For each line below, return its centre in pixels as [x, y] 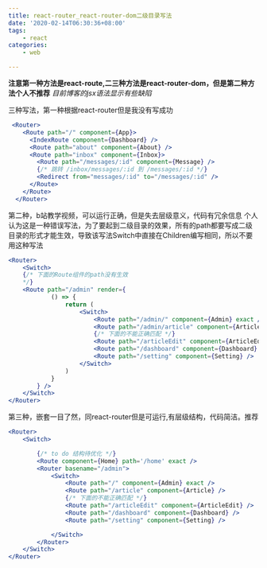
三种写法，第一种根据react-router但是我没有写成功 [91, 110]
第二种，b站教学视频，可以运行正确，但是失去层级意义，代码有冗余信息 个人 [133, 215]
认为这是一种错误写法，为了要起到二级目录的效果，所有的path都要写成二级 [130, 225]
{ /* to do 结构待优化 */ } [77, 453]
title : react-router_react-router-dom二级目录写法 [90, 16]
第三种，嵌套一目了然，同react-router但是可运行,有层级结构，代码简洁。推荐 [133, 417]
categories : [28, 45]
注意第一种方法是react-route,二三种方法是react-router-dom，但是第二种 [128, 83]
